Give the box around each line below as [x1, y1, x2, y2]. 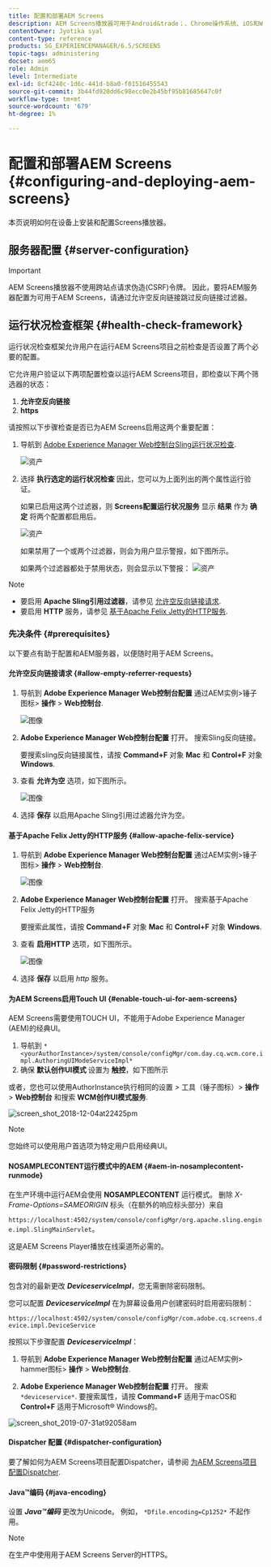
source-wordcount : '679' [8, 102, 92, 110]
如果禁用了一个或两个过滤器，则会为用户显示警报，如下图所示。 [19, 545, 233, 556]
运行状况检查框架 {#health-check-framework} [8, 318, 243, 333]
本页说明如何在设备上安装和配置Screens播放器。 [8, 217, 171, 227]
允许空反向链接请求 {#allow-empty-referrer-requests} [8, 669, 193, 678]
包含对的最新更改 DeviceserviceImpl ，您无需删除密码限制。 [8, 1281, 210, 1290]
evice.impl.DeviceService [8, 1321, 95, 1329]
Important [8, 265, 41, 275]
